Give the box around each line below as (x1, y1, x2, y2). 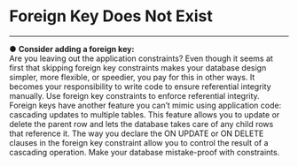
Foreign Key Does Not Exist (9, 6, 213, 26)
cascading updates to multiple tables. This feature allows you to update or (9, 109, 280, 120)
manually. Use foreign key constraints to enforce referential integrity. (9, 90, 260, 101)
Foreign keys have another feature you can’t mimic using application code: (9, 100, 282, 110)
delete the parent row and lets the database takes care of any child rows (9, 118, 274, 129)
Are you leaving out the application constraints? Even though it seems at (9, 53, 273, 64)
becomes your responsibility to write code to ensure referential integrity (9, 81, 272, 92)
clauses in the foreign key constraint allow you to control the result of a (9, 137, 269, 147)
